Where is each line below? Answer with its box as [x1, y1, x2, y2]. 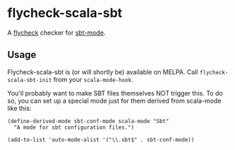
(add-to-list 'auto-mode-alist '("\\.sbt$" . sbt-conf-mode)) [7, 136, 195, 143]
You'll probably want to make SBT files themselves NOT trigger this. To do [7, 88, 223, 97]
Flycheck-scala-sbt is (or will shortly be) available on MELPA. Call [7, 67, 198, 76]
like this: [7, 104, 32, 112]
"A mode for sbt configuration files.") [13, 124, 134, 131]
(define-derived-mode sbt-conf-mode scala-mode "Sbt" [7, 117, 170, 125]
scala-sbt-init [7, 76, 52, 83]
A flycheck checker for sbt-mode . [7, 28, 106, 37]
